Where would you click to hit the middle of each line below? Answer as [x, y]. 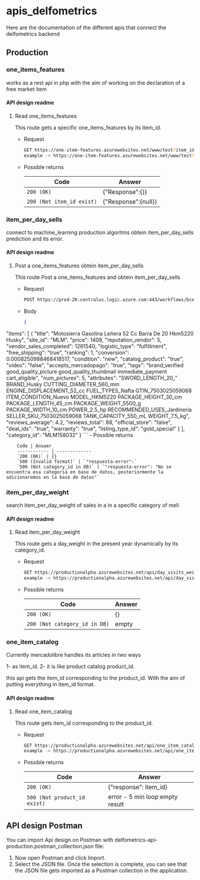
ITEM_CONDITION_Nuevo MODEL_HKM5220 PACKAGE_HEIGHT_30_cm [94, 397]
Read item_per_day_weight [47, 532]
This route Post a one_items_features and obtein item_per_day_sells [97, 277]
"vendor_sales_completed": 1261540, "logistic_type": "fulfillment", [87, 346]
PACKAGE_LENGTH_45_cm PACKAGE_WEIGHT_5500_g [74, 403]
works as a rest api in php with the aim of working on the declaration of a [96, 82]
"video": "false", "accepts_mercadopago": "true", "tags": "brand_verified [95, 365]
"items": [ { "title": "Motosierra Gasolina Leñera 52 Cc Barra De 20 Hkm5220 [100, 333]
